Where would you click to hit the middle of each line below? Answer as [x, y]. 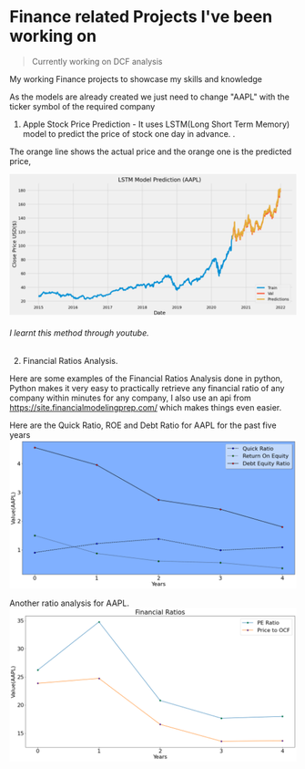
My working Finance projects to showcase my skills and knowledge [136, 78]
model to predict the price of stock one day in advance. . [129, 133]
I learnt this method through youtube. [79, 333]
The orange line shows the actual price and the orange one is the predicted [151, 151]
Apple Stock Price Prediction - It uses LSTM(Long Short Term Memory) [156, 124]
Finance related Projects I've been [141, 17]
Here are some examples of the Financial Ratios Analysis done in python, [146, 379]
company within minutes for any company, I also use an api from [131, 398]
